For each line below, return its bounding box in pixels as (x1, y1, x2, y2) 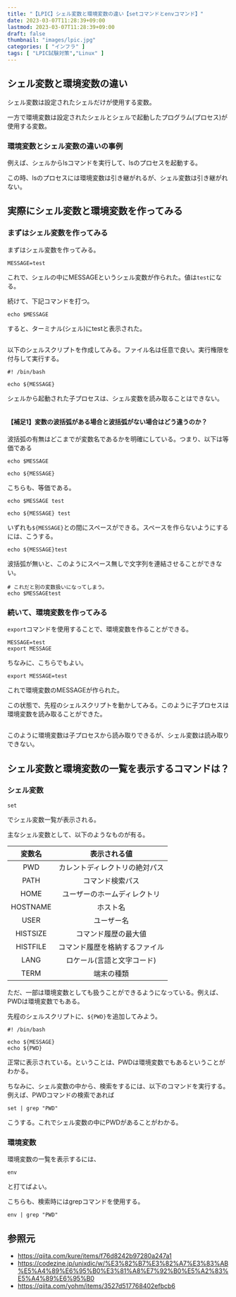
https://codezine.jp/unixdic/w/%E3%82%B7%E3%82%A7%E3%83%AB (17, 1259, 229, 1267)
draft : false (7, 30, 46, 37)
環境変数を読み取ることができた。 (7, 710, 106, 719)
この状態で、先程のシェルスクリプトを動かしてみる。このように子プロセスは (7, 701, 230, 709)
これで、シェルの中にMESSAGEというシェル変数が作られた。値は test (7, 273, 210, 281)
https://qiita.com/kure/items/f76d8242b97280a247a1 (17, 1251, 172, 1260)
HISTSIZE (15, 928, 47, 938)
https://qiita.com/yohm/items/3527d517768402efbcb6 (17, 1281, 176, 1290)
